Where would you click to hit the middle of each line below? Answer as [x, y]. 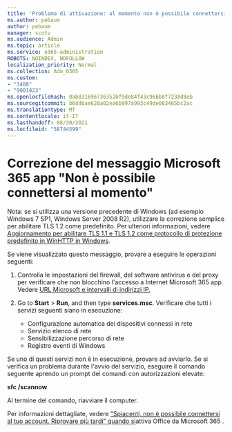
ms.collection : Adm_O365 [43, 71]
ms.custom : [23, 78]
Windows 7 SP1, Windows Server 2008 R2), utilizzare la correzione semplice [116, 219]
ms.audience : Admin [35, 39]
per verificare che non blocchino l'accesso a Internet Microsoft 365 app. [120, 282]
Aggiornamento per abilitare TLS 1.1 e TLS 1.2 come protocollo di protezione [115, 234]
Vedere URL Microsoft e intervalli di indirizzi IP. [84, 290]
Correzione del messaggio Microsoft [114, 163]
